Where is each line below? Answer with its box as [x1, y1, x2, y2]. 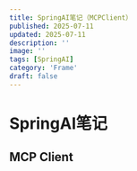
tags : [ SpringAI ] [9, 55, 74, 64]
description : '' [9, 38, 70, 48]
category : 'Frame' [9, 64, 78, 73]
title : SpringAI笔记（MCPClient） [9, 13, 133, 22]
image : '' [9, 47, 47, 56]
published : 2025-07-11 [9, 22, 94, 31]
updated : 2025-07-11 [9, 30, 87, 39]
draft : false [9, 72, 58, 81]
